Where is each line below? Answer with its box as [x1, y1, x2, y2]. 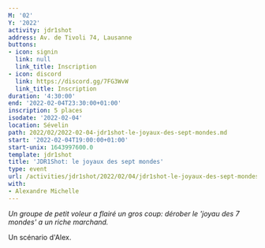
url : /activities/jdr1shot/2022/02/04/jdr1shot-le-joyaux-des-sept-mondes [8, 172, 259, 181]
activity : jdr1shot [8, 26, 73, 34]
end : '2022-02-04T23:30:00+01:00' [8, 99, 122, 107]
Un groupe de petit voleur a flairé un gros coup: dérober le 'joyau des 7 [8, 209, 240, 218]
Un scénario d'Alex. [8, 232, 72, 242]
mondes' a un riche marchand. [8, 217, 109, 227]
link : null [15, 56, 51, 64]
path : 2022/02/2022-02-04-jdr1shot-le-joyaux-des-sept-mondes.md [8, 128, 227, 136]
